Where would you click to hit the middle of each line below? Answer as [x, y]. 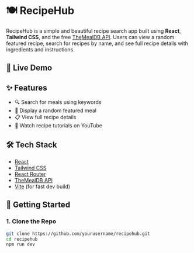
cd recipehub [22, 239]
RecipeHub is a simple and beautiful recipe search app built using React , [93, 31]
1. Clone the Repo [31, 221]
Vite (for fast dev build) [42, 186]
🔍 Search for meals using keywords [58, 102]
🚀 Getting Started [38, 205]
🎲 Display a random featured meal [55, 110]
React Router [30, 174]
